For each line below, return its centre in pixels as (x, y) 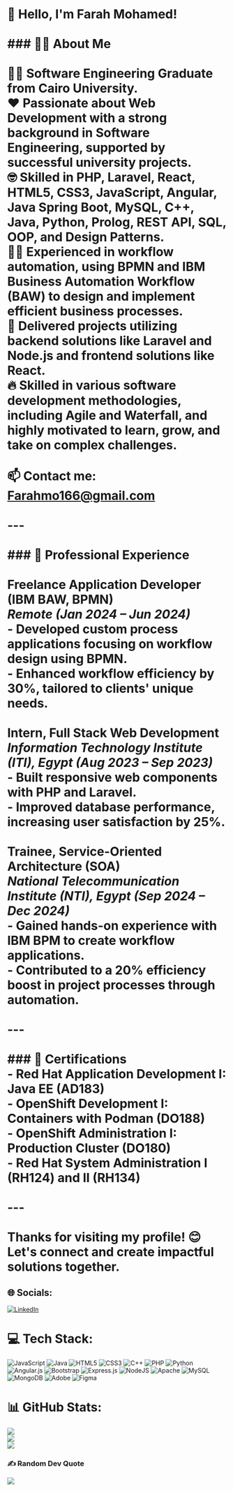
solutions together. (63, 1267)
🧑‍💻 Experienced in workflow (91, 252)
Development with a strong (87, 118)
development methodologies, (94, 401)
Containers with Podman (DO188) (106, 1119)
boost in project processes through (111, 985)
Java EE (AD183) (56, 1089)
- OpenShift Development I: (88, 1104)
